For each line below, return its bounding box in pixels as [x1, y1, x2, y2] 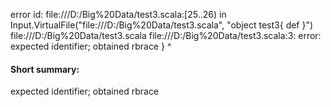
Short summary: [10, 63, 80, 75]
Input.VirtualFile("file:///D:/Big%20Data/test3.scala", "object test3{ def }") [10, 19, 314, 31]
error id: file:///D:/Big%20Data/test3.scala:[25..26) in [10, 9, 227, 20]
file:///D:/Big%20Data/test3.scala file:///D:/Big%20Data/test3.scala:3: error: [10, 30, 322, 41]
